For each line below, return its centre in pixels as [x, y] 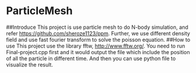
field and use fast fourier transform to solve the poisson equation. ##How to [98, 39]
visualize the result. [30, 64]
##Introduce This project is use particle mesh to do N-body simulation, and [97, 27]
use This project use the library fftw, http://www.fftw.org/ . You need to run [96, 46]
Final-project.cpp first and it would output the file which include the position [98, 52]
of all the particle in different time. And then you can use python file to [91, 58]
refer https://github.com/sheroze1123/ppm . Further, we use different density [98, 33]
